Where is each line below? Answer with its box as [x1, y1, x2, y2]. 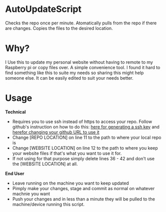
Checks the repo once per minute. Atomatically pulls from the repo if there [5, 20, 157, 26]
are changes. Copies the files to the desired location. [5, 25, 113, 31]
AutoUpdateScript [5, 3, 82, 15]
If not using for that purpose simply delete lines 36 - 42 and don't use [12, 155, 155, 161]
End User [5, 170, 25, 176]
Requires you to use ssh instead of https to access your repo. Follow [12, 118, 152, 124]
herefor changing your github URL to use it [12, 129, 100, 135]
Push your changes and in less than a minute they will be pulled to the [12, 196, 155, 202]
